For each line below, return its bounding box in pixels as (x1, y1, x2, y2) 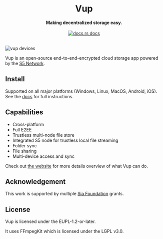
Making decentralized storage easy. (45, 20, 122, 26)
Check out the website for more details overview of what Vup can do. (5, 163, 148, 169)
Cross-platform (12, 121, 44, 127)
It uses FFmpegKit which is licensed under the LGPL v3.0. (5, 228, 124, 234)
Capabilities (5, 108, 43, 117)
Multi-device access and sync (12, 153, 75, 159)
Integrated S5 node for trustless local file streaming (12, 137, 118, 143)
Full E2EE (12, 126, 32, 133)
